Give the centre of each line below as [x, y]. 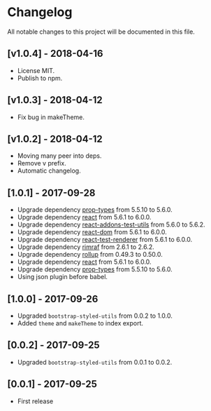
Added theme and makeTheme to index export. [80, 323]
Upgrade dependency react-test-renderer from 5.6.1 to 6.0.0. [105, 240]
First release [35, 401]
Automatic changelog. [49, 171]
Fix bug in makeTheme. [51, 117]
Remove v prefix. [42, 163]
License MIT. [36, 70]
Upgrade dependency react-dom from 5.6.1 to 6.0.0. [92, 232]
